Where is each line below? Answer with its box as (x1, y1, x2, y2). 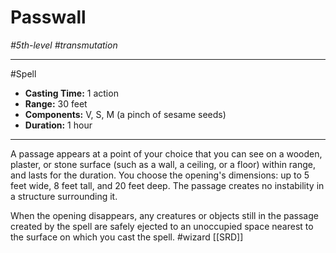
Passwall (10, 6, 87, 29)
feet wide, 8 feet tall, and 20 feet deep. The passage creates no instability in (10, 179, 325, 191)
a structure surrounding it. (10, 190, 118, 202)
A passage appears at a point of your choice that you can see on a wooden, (10, 147, 323, 160)
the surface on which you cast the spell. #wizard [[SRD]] (10, 231, 244, 243)
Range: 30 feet (24, 97, 88, 110)
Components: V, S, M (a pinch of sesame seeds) (24, 108, 227, 120)
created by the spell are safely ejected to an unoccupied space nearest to (10, 220, 314, 232)
